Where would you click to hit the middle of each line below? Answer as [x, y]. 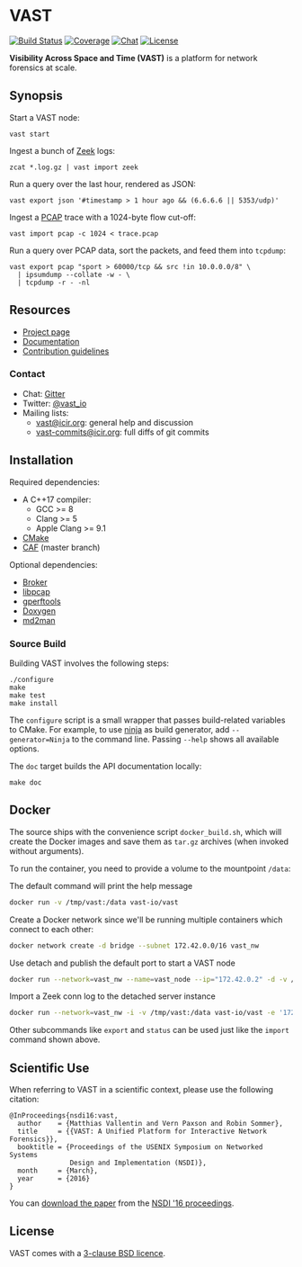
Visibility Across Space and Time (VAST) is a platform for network [133, 58]
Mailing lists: [45, 413]
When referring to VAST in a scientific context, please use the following [142, 1090]
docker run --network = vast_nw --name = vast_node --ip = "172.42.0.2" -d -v [148, 979]
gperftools [41, 601]
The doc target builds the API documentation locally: [106, 766]
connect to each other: [52, 929]
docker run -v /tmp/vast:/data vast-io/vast [94, 902]
